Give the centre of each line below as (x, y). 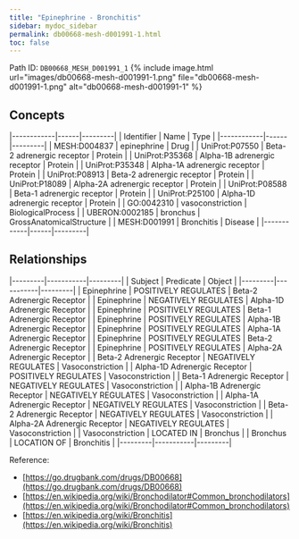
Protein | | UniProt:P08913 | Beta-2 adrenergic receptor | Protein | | (132, 174)
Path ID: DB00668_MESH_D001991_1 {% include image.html (112, 68)
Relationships (48, 260)
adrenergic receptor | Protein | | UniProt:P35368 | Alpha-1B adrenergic (145, 156)
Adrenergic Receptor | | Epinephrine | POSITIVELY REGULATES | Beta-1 (140, 309)
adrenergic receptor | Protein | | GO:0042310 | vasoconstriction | (128, 203)
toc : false (29, 42)
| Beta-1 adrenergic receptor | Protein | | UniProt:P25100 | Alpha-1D (133, 194)
